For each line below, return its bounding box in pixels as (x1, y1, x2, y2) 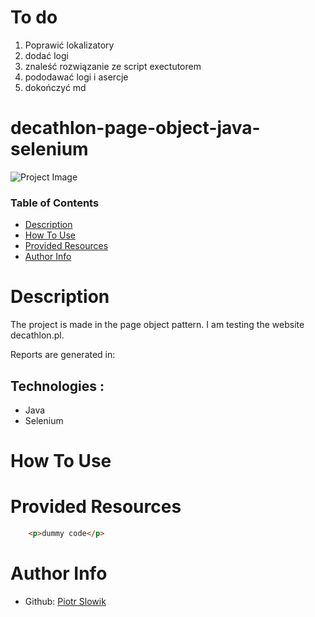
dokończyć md (24, 81, 87, 93)
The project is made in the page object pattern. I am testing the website (10, 319, 305, 331)
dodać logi (24, 49, 69, 61)
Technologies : (10, 377, 105, 395)
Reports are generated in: (10, 349, 116, 361)
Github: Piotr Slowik (24, 595, 107, 607)
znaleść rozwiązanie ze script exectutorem (24, 60, 202, 72)
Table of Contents (10, 196, 100, 210)
